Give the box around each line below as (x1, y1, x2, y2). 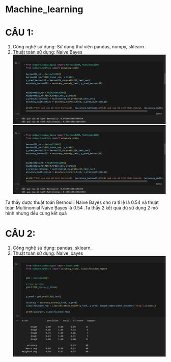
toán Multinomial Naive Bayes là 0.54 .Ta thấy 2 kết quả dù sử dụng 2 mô (5, 205, 158, 211)
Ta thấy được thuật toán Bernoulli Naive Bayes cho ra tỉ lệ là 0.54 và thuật (5, 199, 159, 205)
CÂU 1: (5, 27, 34, 39)
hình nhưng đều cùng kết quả (5, 210, 67, 217)
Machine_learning (5, 4, 83, 15)
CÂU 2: (5, 228, 36, 239)
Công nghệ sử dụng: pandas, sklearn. (12, 245, 92, 251)
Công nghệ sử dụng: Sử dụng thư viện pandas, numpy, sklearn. (12, 44, 146, 50)
